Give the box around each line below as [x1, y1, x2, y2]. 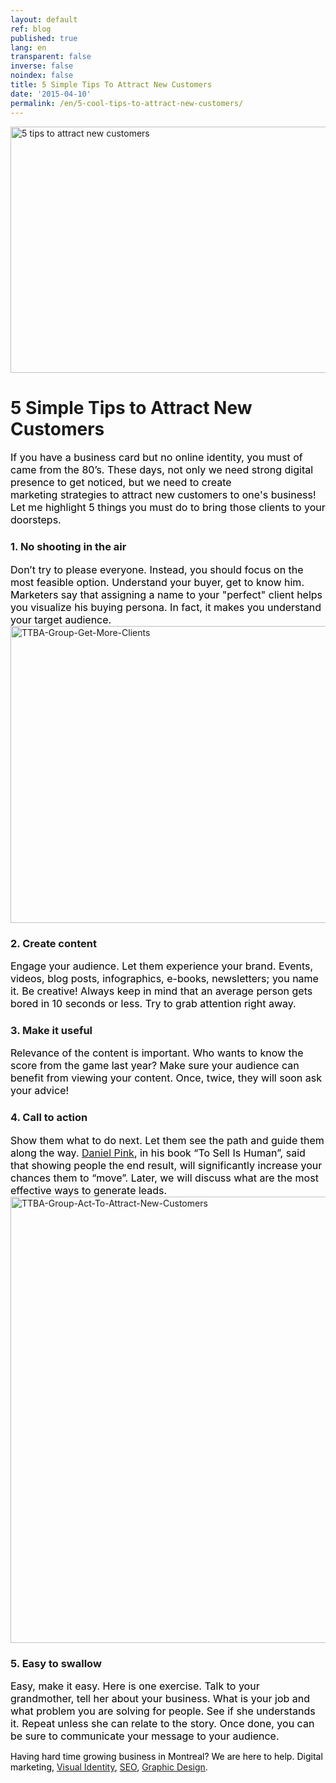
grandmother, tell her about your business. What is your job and [10, 1691, 311, 1705]
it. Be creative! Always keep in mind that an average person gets [10, 984, 313, 998]
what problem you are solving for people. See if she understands [10, 1704, 316, 1718]
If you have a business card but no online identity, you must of [10, 451, 303, 465]
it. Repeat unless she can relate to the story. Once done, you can [10, 1716, 315, 1730]
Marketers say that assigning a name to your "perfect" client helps [10, 587, 323, 601]
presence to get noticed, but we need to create [10, 476, 232, 490]
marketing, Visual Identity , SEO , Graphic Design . [10, 1761, 208, 1773]
